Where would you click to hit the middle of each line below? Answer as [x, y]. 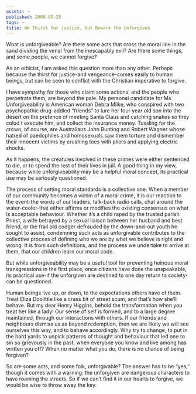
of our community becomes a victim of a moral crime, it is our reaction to [94, 196]
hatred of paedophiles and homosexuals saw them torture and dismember [95, 136]
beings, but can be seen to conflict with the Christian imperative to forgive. [96, 81]
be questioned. [35, 282]
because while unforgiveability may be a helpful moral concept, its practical [97, 172]
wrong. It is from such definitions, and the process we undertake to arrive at [98, 245]
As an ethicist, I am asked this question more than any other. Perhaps [90, 68]
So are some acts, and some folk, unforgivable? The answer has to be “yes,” [98, 366]
